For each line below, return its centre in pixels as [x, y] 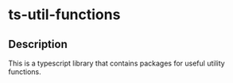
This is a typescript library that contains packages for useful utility [116, 63]
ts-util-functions [64, 15]
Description [38, 44]
